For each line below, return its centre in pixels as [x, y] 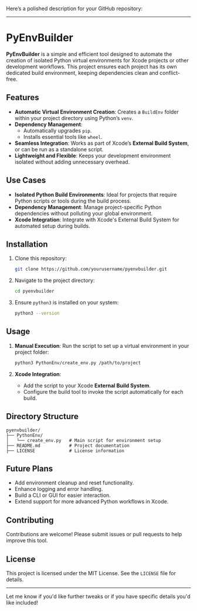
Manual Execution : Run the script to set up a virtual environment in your [102, 346]
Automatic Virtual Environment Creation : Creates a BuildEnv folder [96, 112]
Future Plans [30, 468]
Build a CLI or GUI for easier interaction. [63, 495]
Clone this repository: [40, 258]
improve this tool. [27, 540]
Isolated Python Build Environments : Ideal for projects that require [96, 194]
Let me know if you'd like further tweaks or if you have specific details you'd [98, 596]
